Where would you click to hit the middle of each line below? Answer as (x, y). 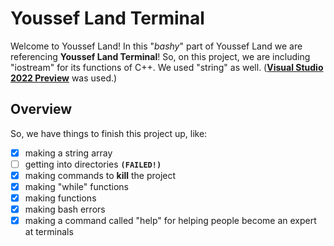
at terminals (49, 232)
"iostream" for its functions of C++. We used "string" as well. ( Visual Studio (167, 67)
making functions (60, 198)
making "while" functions (76, 186)
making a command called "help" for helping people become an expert (170, 221)
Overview (41, 109)
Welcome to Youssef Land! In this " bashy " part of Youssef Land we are (156, 46)
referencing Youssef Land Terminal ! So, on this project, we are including (160, 56)
